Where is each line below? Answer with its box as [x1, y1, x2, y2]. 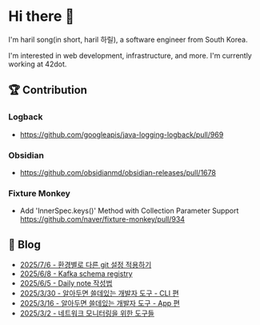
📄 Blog [8, 238, 42, 251]
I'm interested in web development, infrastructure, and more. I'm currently [8, 50, 252, 60]
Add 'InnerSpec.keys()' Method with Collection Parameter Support [19, 206, 239, 215]
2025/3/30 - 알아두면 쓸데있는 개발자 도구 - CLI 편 [19, 288, 179, 299]
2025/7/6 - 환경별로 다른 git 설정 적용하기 [19, 260, 152, 270]
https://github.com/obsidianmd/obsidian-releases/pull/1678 [19, 167, 216, 177]
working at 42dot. [8, 59, 67, 69]
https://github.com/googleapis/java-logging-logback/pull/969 [19, 130, 224, 139]
